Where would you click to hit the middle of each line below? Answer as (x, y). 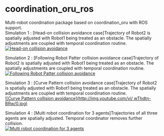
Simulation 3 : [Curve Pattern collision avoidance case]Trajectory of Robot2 (81, 83)
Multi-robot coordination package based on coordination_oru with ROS (76, 22)
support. (14, 27)
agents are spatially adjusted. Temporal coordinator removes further (74, 118)
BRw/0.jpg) (16, 103)
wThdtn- (142, 98)
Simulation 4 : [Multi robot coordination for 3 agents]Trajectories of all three (81, 113)
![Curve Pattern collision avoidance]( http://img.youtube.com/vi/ (69, 98)
